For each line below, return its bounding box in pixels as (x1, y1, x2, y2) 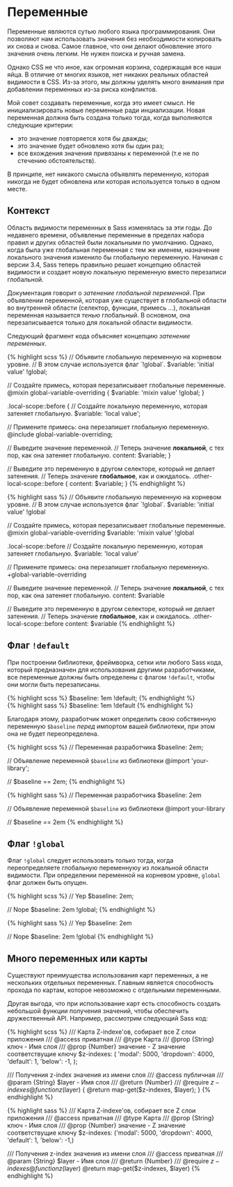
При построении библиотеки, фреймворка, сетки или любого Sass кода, (7, 658, 223, 666)
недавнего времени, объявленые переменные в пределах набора (7, 230, 204, 239)
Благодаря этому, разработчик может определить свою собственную (7, 714, 217, 723)
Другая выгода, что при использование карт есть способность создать (7, 1000, 221, 1008)
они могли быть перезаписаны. (7, 680, 101, 689)
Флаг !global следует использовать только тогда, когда (7, 856, 174, 865)
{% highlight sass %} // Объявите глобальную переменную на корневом (7, 492, 222, 501)
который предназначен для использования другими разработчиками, (7, 666, 216, 674)
